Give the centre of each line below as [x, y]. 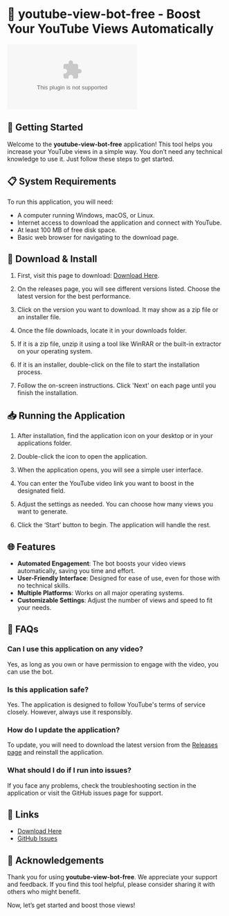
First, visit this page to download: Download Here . [88, 276]
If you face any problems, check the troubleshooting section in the [102, 785]
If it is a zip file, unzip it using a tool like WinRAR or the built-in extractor [119, 344]
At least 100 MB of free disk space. [67, 230]
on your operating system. [55, 351]
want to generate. [42, 511]
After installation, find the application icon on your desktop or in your [115, 436]
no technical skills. [44, 585]
